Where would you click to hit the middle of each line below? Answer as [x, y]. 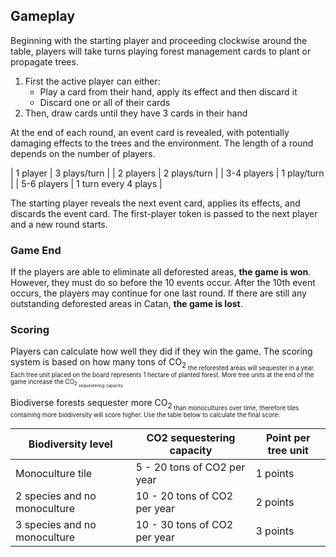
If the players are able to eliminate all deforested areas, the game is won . [161, 272]
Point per [288, 438]
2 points [275, 502]
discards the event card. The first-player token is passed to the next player [164, 213]
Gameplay [43, 16]
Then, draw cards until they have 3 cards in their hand [136, 113]
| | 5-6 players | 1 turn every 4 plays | [86, 183]
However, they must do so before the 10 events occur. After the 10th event [163, 283]
